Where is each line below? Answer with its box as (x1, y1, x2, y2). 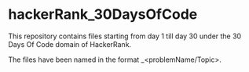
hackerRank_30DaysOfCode (8, 5, 198, 23)
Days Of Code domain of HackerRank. (8, 39, 132, 49)
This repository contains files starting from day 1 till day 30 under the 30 (8, 31, 242, 41)
